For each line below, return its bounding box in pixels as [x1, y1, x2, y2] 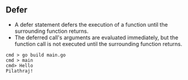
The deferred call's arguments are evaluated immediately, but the [14, 33, 179, 41]
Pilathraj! [5, 68, 33, 74]
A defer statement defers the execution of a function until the [14, 21, 168, 28]
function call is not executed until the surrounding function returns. [14, 40, 183, 47]
